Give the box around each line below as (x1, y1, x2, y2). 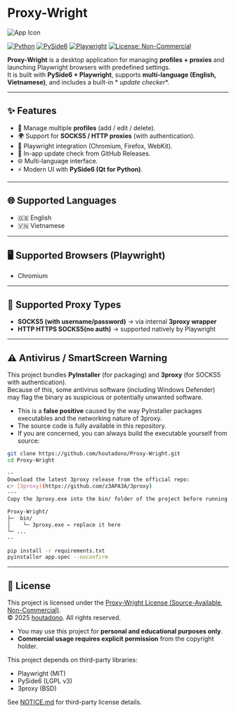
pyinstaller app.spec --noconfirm (7, 554, 109, 561)
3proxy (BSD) (17, 684, 58, 693)
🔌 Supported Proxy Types (7, 298, 122, 310)
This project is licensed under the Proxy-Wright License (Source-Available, (7, 598, 223, 607)
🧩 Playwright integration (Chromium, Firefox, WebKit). (17, 141, 173, 150)
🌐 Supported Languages (7, 195, 117, 207)
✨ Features (7, 105, 57, 117)
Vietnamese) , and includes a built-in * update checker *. (7, 77, 170, 86)
